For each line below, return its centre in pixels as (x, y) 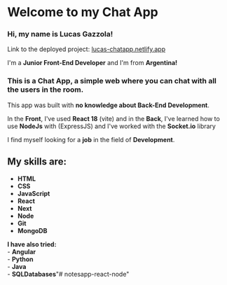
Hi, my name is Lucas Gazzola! (60, 34)
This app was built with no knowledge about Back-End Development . (109, 105)
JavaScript (34, 193)
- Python (20, 259)
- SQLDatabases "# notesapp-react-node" (68, 274)
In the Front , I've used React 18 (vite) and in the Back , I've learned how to (114, 118)
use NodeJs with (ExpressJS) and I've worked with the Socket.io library (111, 126)
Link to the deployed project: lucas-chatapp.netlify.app (87, 49)
